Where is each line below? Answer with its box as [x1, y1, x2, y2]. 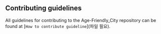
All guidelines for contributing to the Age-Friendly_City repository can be [5, 17, 156, 23]
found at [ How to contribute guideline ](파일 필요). [5, 23, 110, 29]
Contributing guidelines [5, 4, 82, 12]
